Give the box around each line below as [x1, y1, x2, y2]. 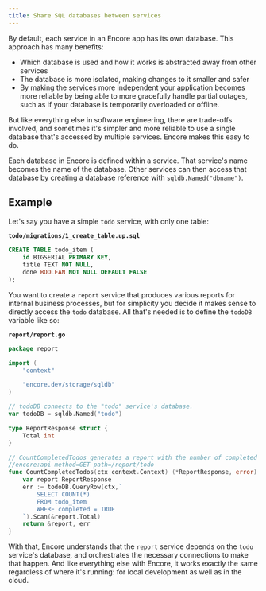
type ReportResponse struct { [8, 424, 109, 432]
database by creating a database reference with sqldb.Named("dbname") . [8, 173, 244, 182]
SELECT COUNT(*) [37, 490, 91, 498]
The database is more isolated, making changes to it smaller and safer [19, 74, 250, 84]
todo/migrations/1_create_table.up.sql [8, 232, 141, 240]
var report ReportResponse [22, 476, 112, 484]
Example [8, 196, 52, 209]
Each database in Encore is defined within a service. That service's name [8, 156, 248, 165]
